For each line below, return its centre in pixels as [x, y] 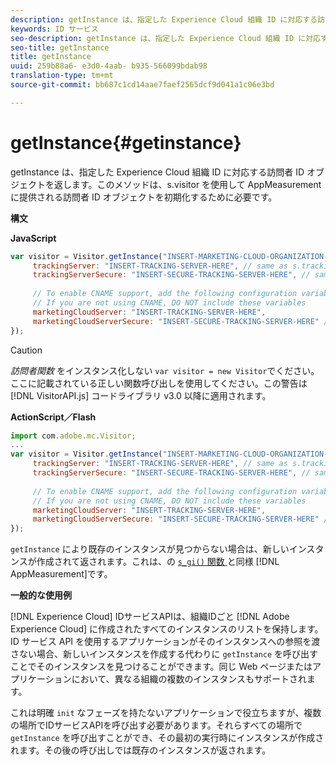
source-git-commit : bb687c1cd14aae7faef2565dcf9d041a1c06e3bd [142, 85]
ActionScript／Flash [53, 417]
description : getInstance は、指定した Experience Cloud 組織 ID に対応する [164, 19]
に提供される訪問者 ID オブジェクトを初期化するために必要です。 [144, 197]
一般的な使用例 [41, 595]
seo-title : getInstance [60, 47]
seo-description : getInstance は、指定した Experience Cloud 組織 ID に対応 [165, 38]
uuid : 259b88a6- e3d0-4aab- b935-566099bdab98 [109, 66]
